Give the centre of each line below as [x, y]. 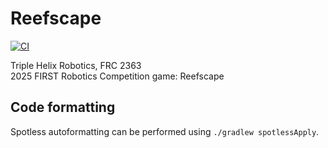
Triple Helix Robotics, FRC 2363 [76, 65]
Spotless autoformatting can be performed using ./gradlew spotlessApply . [165, 131]
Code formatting [63, 107]
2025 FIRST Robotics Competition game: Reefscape [117, 76]
